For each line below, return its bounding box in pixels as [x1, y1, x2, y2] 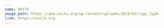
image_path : [4, 11, 29, 16]
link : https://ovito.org [4, 16, 55, 20]
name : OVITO [4, 7, 29, 12]
